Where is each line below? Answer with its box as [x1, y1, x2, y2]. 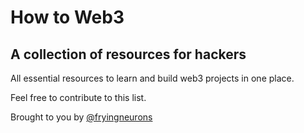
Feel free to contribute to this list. [10, 92, 147, 103]
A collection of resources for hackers [10, 46, 247, 63]
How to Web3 [10, 6, 125, 29]
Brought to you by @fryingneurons [10, 111, 153, 123]
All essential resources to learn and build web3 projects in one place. [10, 72, 295, 84]
